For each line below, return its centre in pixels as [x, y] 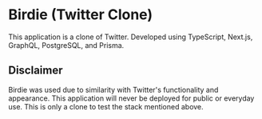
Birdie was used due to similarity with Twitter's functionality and [113, 89]
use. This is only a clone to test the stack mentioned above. [106, 106]
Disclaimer [36, 71]
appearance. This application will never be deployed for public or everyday [131, 98]
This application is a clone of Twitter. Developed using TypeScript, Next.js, [131, 37]
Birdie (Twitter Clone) [81, 15]
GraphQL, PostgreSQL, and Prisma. [66, 45]
